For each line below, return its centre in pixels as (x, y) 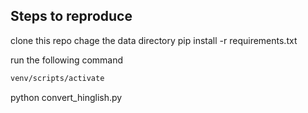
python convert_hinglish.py (66, 97)
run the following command (67, 60)
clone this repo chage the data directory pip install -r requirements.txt (154, 40)
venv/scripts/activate (57, 78)
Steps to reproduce (71, 16)
